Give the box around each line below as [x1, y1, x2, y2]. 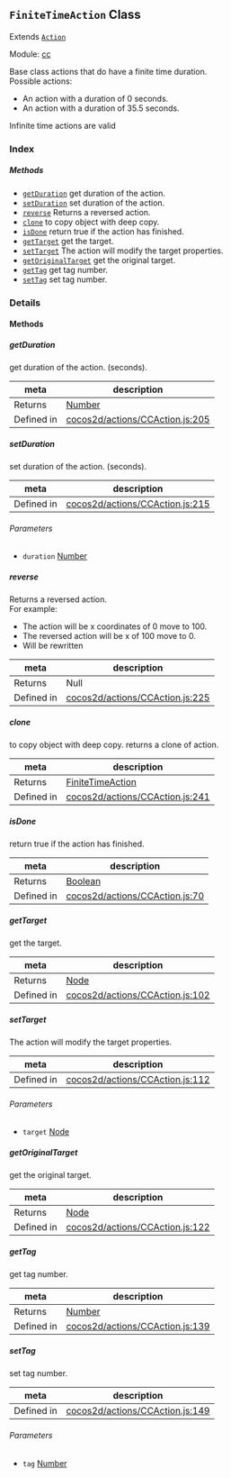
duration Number [22, 551, 88, 561]
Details [9, 297, 41, 309]
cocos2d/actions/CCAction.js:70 [66, 890, 205, 902]
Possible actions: [9, 76, 73, 87]
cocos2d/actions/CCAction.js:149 [66, 1405, 210, 1418]
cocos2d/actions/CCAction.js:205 [66, 414, 210, 426]
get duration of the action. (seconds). [9, 362, 148, 373]
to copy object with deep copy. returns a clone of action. [9, 739, 219, 751]
